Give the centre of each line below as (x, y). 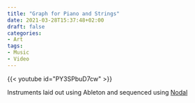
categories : (24, 33)
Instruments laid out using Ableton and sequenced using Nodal (97, 92)
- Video (18, 59)
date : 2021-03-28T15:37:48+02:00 (56, 20)
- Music (18, 53)
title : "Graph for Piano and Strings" (63, 14)
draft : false (26, 26)
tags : (15, 46)
